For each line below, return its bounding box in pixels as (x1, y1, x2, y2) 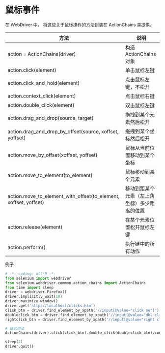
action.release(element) (7, 224, 63, 230)
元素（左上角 (125, 193, 155, 199)
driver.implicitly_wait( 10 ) (5, 294, 63, 299)
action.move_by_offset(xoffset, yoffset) (7, 151, 98, 158)
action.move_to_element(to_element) (7, 172, 93, 179)
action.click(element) (7, 66, 56, 73)
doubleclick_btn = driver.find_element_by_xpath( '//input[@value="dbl (5, 312, 153, 318)
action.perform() (7, 244, 46, 251)
